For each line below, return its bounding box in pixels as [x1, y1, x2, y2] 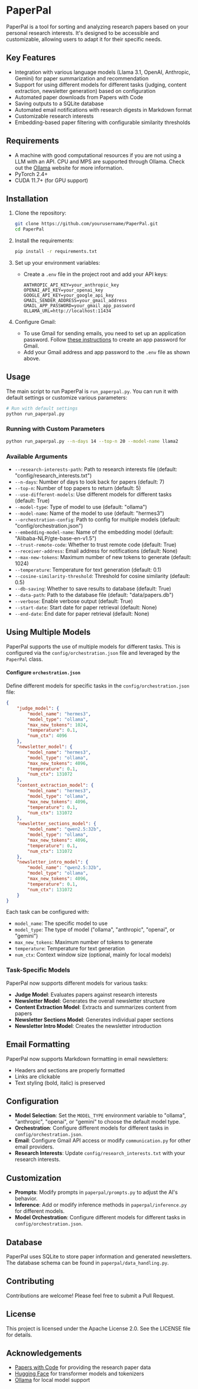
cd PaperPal [14, 226, 44, 232]
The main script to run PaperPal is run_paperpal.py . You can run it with [6, 388, 178, 395]
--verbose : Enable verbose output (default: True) [14, 598, 133, 605]
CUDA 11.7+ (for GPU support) [14, 177, 89, 184]
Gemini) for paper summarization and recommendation [14, 74, 149, 82]
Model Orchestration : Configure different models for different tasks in [14, 1214, 186, 1221]
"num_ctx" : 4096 [27, 733, 67, 739]
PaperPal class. [6, 655, 43, 663]
